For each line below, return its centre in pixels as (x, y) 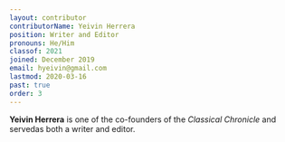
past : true (30, 85)
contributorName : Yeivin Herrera (72, 26)
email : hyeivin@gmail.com (58, 69)
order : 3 (26, 93)
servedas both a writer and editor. (72, 128)
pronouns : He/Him (42, 43)
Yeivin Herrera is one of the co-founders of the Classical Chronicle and (143, 119)
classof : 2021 (36, 52)
